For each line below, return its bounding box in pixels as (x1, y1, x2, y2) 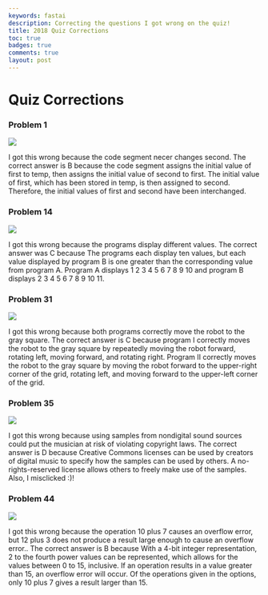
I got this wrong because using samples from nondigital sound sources (8, 431, 242, 441)
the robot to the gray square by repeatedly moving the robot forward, (8, 343, 236, 353)
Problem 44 (8, 493, 55, 505)
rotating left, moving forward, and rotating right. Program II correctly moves (8, 352, 257, 361)
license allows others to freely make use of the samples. (61, 465, 247, 474)
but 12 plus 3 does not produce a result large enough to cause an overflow (8, 535, 254, 545)
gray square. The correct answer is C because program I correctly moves (8, 335, 250, 345)
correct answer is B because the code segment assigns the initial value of (8, 161, 252, 170)
